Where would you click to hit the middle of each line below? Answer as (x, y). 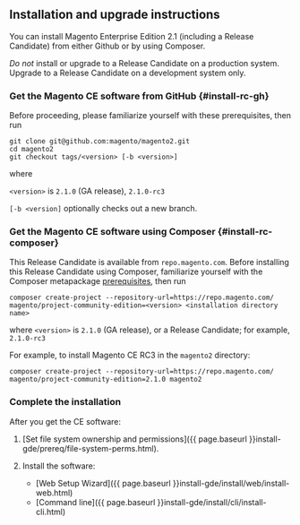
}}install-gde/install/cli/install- (212, 502)
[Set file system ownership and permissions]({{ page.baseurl (135, 439)
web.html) (54, 493)
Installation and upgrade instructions (115, 15)
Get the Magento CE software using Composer (113, 232)
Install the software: (59, 466)
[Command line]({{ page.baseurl (95, 502)
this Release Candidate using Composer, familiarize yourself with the (136, 271)
